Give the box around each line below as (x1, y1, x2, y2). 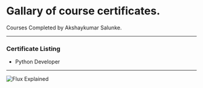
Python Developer (14, 58, 60, 65)
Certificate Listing (6, 44, 60, 53)
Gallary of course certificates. (6, 4, 161, 18)
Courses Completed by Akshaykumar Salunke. (6, 24, 122, 31)
